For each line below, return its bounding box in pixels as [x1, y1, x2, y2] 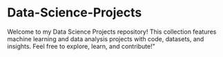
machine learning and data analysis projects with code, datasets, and [7, 34, 204, 43]
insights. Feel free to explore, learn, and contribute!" [7, 42, 155, 50]
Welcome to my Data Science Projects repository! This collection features [7, 27, 217, 36]
